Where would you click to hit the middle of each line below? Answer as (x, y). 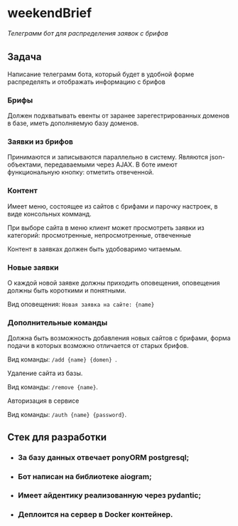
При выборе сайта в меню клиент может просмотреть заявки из (106, 227)
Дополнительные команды (58, 322)
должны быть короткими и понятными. (67, 290)
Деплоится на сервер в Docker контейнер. (95, 515)
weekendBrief (50, 13)
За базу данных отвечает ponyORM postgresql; (103, 457)
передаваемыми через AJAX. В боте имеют (110, 164)
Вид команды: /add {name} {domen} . (62, 359)
